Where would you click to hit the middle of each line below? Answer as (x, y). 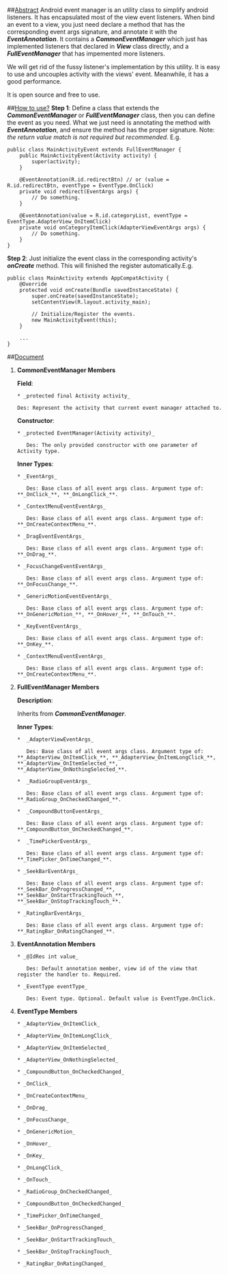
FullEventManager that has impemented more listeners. (86, 53)
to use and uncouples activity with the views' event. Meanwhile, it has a (108, 74)
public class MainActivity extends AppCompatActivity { (88, 278)
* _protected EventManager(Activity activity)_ (86, 433)
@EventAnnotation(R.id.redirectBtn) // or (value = (94, 180)
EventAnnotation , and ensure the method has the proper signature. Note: (111, 130)
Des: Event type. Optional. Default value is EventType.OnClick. (121, 999)
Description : (35, 700)
